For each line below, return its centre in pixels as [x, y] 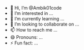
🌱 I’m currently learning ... [37, 19]
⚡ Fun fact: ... [24, 43]
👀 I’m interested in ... [32, 13]
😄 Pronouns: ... [26, 37]
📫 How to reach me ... [34, 30]
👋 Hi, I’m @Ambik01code [36, 8]
